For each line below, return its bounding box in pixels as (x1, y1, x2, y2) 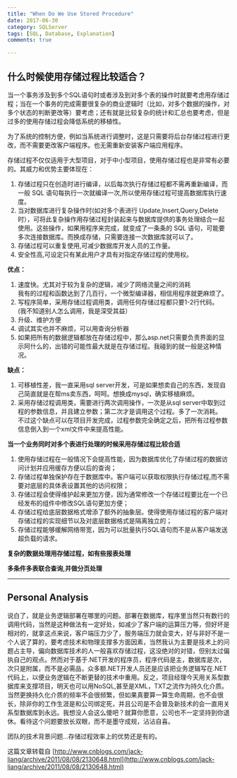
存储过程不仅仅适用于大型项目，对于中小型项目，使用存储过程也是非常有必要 (7, 156, 230, 164)
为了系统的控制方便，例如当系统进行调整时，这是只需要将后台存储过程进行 (7, 132, 224, 140)
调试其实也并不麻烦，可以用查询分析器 (17, 324, 129, 332)
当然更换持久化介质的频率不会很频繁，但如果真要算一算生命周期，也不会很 (7, 691, 224, 699)
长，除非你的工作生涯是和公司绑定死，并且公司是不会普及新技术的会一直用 (7, 699, 224, 707)
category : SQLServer (7, 23, 68, 30)
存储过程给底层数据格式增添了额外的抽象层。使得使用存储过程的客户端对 (17, 507, 228, 516)
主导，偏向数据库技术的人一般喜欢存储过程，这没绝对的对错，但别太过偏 (19, 646, 230, 655)
